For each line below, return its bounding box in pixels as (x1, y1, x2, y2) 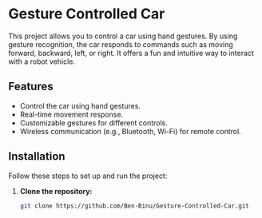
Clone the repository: (19, 186, 93, 196)
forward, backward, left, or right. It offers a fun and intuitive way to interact (8, 48, 254, 57)
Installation (8, 149, 65, 164)
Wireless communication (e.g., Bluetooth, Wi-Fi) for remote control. (19, 126, 241, 136)
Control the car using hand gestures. (19, 101, 141, 110)
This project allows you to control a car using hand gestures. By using (8, 31, 238, 41)
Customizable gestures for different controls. (19, 117, 168, 128)
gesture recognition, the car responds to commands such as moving (8, 39, 233, 49)
